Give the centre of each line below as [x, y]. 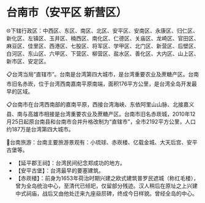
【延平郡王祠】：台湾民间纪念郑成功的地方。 [70, 163]
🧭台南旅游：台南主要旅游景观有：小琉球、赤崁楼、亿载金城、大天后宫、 [97, 142]
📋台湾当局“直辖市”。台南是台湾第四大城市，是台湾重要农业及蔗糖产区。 [97, 74]
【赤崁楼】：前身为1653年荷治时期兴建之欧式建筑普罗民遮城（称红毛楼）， [107, 178]
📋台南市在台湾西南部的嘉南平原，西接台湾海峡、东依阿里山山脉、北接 [95, 104]
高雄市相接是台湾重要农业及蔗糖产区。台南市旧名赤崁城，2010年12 [111, 114]
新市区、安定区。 [28, 61]
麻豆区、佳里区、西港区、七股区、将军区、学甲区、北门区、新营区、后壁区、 [103, 46]
